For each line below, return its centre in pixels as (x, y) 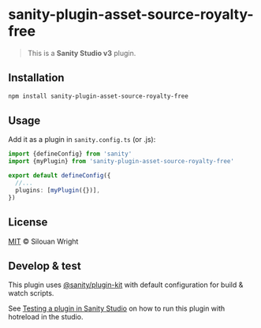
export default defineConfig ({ (60, 176)
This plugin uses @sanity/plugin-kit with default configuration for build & (126, 285)
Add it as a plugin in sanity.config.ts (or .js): (82, 140)
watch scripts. (31, 293)
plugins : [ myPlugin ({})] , (58, 190)
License (28, 222)
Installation (36, 78)
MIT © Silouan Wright (43, 241)
